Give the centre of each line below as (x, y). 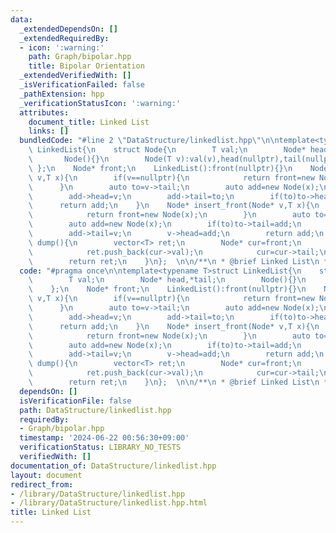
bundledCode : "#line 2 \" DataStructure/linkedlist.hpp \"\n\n (149, 141)
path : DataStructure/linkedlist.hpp (95, 410)
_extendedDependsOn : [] (68, 29)
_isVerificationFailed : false (82, 85)
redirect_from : (42, 484)
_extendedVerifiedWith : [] (75, 76)
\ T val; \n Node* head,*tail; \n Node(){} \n (167, 280)
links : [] (49, 131)
